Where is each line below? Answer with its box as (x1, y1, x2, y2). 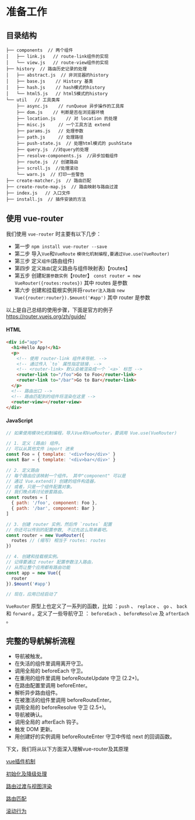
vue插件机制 (6, 758, 36, 765)
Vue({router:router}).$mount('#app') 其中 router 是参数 (14, 293, 150, 301)
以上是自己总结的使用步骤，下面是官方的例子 (6, 306, 114, 313)
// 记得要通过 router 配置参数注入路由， (6, 559, 96, 565)
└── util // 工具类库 (6, 97, 60, 103)
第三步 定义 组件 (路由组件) (14, 257, 75, 264)
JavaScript (6, 417, 33, 424)
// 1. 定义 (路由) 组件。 (6, 441, 63, 447)
